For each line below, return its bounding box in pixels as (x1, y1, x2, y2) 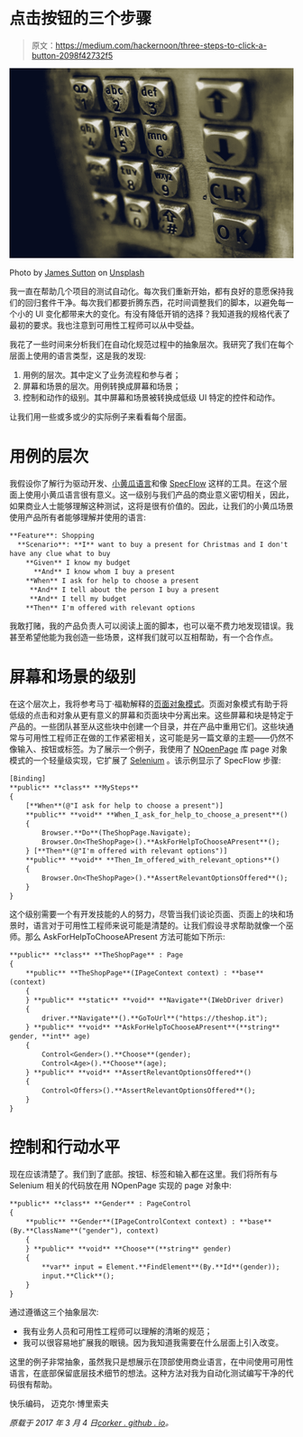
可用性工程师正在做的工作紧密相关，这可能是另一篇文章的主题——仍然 (24, 732, 286, 742)
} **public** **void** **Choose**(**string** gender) (25, 1244, 232, 1253)
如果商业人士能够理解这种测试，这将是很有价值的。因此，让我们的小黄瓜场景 (9, 501, 294, 512)
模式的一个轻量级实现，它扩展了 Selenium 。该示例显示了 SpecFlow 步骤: (9, 754, 281, 765)
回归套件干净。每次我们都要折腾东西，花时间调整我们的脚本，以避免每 (24, 298, 286, 308)
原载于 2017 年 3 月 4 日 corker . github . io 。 (9, 1417, 174, 1428)
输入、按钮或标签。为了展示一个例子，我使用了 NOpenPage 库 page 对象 (16, 743, 288, 754)
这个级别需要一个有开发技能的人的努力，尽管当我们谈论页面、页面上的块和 (9, 908, 286, 919)
